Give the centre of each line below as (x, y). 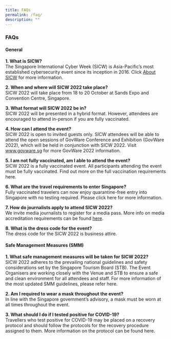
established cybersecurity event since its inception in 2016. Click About (81, 72)
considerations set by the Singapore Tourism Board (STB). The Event (78, 267)
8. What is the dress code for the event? (49, 228)
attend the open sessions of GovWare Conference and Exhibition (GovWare (85, 140)
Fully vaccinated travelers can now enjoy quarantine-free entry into (76, 192)
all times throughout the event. (38, 304)
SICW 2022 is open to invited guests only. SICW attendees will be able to (82, 134)
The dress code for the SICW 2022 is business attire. (61, 234)
